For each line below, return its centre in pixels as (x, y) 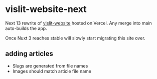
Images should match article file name (52, 71)
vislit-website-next (46, 9)
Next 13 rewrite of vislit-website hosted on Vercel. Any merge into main (78, 23)
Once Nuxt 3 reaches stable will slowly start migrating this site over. (75, 38)
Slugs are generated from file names (50, 65)
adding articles (29, 54)
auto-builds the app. (26, 28)
